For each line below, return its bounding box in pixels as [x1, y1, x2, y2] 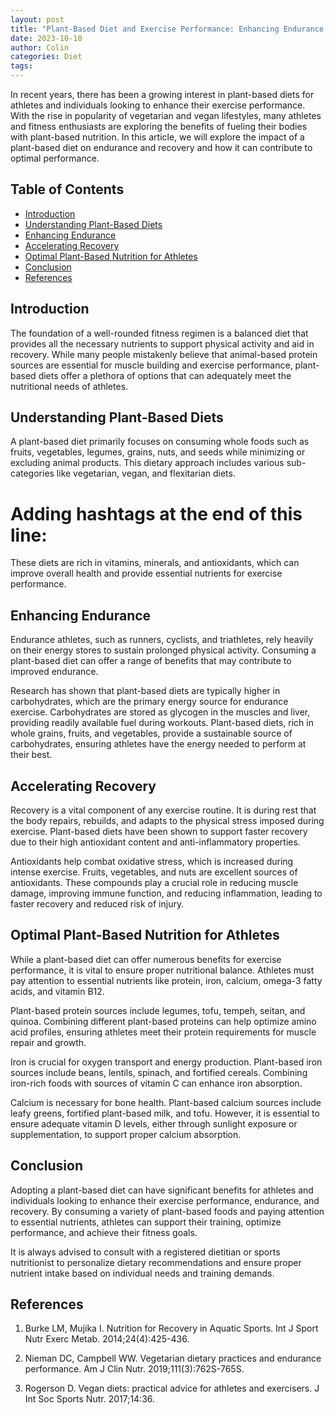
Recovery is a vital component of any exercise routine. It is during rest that [10, 804, 317, 816]
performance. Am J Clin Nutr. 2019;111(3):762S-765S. [24, 1363, 245, 1375]
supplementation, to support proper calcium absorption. [10, 1128, 242, 1140]
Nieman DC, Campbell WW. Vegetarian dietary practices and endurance [24, 1352, 322, 1365]
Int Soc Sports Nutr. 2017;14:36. [24, 1393, 156, 1405]
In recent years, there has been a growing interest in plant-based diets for [10, 89, 315, 100]
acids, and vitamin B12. [10, 985, 105, 997]
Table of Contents [10, 181, 125, 198]
